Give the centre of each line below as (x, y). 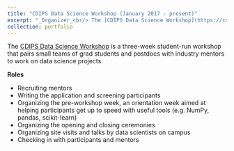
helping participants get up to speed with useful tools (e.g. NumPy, (113, 110)
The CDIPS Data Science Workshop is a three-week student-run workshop (114, 47)
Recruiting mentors (45, 88)
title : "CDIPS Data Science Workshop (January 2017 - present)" (102, 14)
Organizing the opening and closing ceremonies (86, 125)
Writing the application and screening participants (89, 95)
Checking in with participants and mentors (78, 140)
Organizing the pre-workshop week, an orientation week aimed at (111, 103)
